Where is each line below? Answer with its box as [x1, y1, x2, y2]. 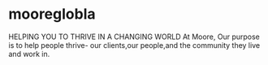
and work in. [8, 49, 50, 58]
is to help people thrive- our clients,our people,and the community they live [8, 40, 261, 50]
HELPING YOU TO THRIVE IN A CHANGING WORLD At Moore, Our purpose [8, 32, 260, 41]
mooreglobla [8, 5, 96, 24]
